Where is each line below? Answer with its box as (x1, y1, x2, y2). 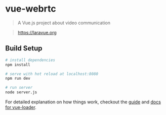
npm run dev (5, 76, 30, 81)
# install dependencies (5, 57, 56, 63)
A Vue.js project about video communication (17, 20, 110, 26)
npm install (5, 62, 30, 67)
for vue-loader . (5, 104, 37, 110)
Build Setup (5, 44, 43, 53)
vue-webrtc (5, 3, 57, 15)
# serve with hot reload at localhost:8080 (5, 71, 99, 76)
